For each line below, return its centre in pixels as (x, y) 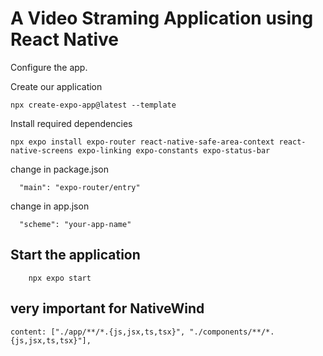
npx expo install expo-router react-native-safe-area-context (142, 142)
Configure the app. (49, 67)
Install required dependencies (71, 123)
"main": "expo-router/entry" (80, 187)
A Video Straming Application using (162, 18)
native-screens (42, 150)
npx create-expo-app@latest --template (93, 105)
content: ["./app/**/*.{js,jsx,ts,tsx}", (98, 332)
